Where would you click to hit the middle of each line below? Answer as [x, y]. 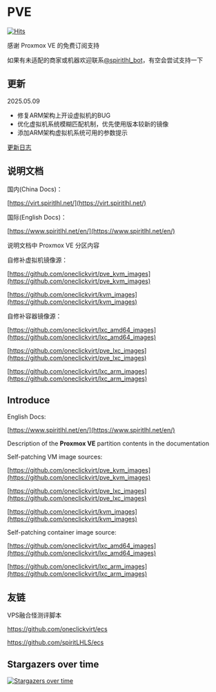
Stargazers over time [53, 664]
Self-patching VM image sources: [55, 457]
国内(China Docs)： [35, 189]
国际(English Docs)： [37, 217]
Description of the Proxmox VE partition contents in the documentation [108, 443]
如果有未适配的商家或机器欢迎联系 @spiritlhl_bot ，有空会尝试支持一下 [105, 60]
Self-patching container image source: [62, 532]
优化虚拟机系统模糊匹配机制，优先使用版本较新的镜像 [93, 124]
